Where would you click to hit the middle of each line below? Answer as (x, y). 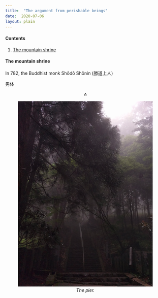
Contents (15, 38)
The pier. (85, 290)
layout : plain (20, 21)
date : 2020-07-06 (25, 16)
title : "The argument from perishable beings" (57, 11)
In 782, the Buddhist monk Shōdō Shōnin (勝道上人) (59, 73)
